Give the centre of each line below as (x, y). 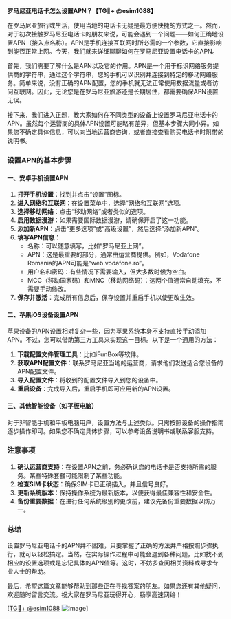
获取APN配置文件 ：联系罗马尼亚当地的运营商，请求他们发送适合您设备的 (120, 363)
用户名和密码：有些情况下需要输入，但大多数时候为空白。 (109, 272)
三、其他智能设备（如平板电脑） (52, 406)
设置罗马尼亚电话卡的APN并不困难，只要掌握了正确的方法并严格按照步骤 (110, 545)
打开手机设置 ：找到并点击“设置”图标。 (71, 195)
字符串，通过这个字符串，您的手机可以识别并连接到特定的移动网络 (118, 74)
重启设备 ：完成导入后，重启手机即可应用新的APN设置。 (96, 389)
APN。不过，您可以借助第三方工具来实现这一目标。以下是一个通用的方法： (113, 340)
